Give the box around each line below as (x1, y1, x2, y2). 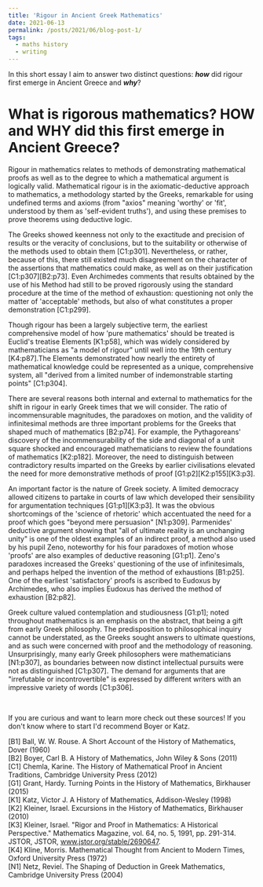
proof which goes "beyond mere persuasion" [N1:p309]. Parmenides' (8, 517, 232, 527)
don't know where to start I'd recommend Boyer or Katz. (8, 721, 190, 731)
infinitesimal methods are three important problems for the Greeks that (8, 418, 237, 428)
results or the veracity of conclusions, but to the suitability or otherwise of (8, 238, 247, 247)
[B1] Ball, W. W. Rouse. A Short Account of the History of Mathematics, (8, 736, 236, 746)
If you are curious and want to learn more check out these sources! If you (8, 713, 246, 722)
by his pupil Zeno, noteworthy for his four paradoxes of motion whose (8, 542, 234, 552)
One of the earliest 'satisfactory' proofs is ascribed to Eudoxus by (8, 575, 221, 585)
